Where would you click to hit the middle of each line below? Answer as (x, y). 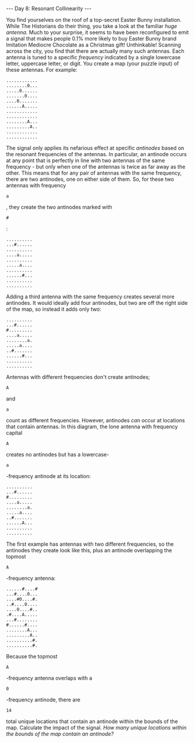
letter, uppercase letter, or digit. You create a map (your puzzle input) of (93, 63)
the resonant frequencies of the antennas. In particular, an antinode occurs (97, 154)
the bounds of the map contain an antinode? (60, 734)
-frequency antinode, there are (43, 700)
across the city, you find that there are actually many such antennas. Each (95, 51)
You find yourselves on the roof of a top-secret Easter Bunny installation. (94, 20)
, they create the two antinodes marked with (59, 207)
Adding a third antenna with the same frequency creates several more (90, 297)
